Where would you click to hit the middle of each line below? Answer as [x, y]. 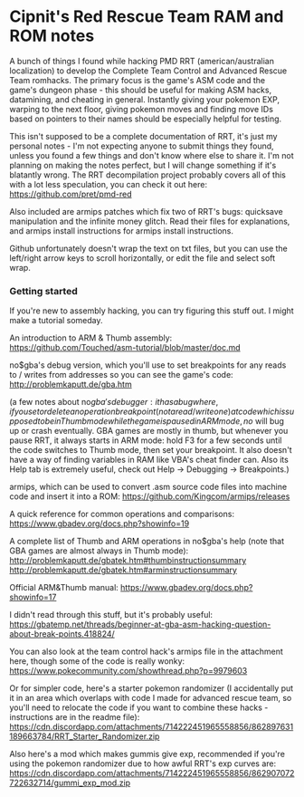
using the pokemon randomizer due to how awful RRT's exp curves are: [143, 763]
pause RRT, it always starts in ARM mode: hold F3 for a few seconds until [146, 440]
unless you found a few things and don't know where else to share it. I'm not [152, 155]
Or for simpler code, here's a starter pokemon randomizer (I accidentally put [152, 688]
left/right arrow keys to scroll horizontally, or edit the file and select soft [142, 258]
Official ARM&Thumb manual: [64, 588]
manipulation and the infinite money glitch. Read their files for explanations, [150, 221]
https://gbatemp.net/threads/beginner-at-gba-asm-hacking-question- [140, 624]
